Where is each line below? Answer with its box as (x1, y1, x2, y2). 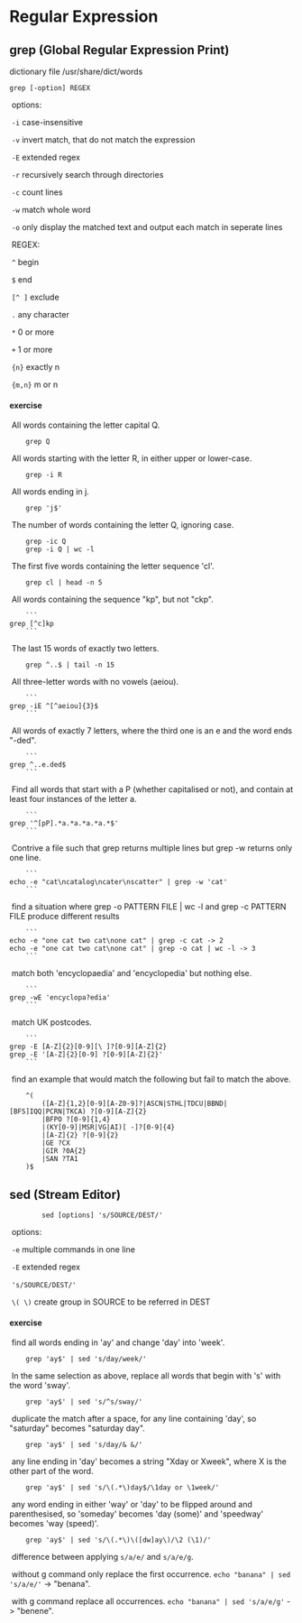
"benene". (16, 1606, 54, 1617)
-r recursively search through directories (11, 170, 164, 180)
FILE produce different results (9, 911, 120, 922)
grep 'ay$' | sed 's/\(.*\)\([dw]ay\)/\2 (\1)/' (25, 1535, 212, 1545)
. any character (11, 309, 69, 319)
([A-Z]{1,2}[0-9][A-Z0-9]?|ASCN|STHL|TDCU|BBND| (41, 1099, 228, 1109)
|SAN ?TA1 (41, 1155, 78, 1164)
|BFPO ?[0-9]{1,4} (41, 1115, 111, 1124)
